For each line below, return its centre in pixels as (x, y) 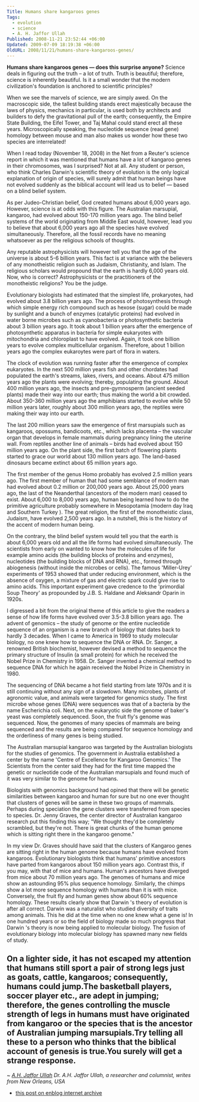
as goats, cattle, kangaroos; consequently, (87, 977)
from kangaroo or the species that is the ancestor (100, 1024)
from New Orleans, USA (36, 1081)
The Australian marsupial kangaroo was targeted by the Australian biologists (100, 747)
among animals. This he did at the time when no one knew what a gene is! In (100, 915)
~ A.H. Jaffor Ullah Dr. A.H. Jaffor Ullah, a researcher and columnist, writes (99, 1075)
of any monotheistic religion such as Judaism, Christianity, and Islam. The (97, 264)
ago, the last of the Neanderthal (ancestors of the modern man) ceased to (97, 493)
